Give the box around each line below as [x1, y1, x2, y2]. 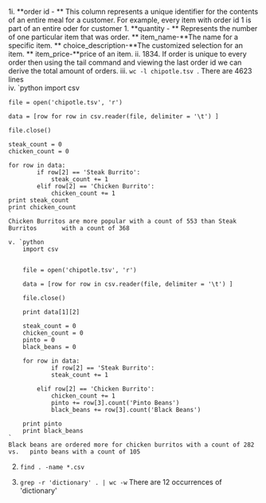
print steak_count [8, 196, 69, 204]
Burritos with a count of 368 [8, 224, 130, 232]
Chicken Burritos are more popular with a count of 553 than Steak [8, 217, 237, 225]
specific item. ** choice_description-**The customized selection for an [8, 41, 243, 50]
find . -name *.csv [19, 463, 85, 471]
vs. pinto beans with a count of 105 [8, 448, 141, 456]
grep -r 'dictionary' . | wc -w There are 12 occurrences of [19, 477, 222, 486]
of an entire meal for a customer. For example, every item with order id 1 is [8, 15, 252, 25]
